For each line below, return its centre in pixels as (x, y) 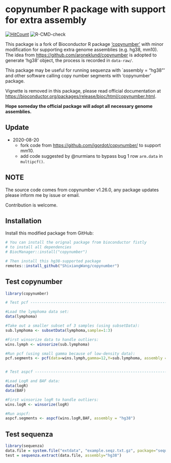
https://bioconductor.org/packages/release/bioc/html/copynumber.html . (81, 96)
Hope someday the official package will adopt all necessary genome (79, 106)
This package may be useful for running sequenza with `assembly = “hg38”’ (85, 70)
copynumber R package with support (85, 9)
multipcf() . (32, 161)
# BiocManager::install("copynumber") (46, 252)
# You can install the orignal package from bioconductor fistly (76, 243)
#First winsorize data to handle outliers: (52, 339)
